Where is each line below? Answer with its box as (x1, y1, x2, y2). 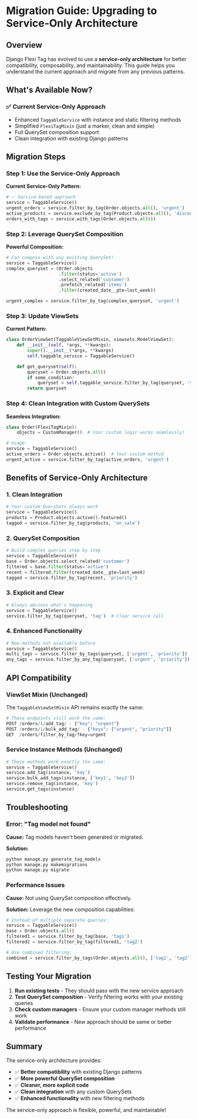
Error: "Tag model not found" (6, 820, 91, 828)
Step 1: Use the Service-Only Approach (6, 169, 120, 177)
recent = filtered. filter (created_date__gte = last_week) (6, 569, 145, 575)
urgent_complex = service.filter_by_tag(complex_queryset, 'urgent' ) (6, 298, 180, 304)
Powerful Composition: (6, 243, 64, 250)
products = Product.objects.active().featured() (6, 515, 127, 521)
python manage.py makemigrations (6, 862, 88, 867)
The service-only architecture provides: (6, 1057, 102, 1064)
